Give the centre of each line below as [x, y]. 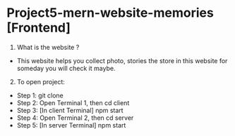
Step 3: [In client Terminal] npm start [70, 110]
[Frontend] [39, 28]
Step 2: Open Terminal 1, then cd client [73, 102]
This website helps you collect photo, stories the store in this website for [122, 60]
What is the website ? [48, 47]
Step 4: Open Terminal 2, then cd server [75, 118]
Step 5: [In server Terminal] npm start [71, 125]
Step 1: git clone [40, 95]
